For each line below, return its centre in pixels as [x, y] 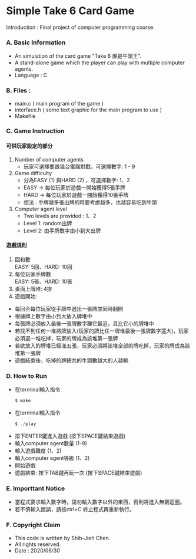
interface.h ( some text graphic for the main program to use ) [88, 110]
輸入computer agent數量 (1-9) [51, 443]
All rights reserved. [38, 544]
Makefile [25, 116]
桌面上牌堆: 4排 [33, 289]
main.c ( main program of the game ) [59, 103]
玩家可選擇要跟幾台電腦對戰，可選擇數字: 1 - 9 [79, 166]
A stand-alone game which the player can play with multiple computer [100, 63]
